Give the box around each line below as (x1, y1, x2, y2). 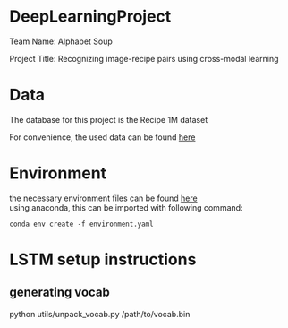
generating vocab (9, 285, 110, 300)
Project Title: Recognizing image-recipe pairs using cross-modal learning (9, 53, 279, 64)
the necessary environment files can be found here (9, 193, 199, 203)
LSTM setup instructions (9, 249, 197, 270)
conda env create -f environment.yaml (9, 220, 154, 229)
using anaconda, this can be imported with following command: (9, 202, 243, 212)
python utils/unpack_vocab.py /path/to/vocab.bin (9, 308, 191, 319)
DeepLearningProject (9, 6, 172, 27)
